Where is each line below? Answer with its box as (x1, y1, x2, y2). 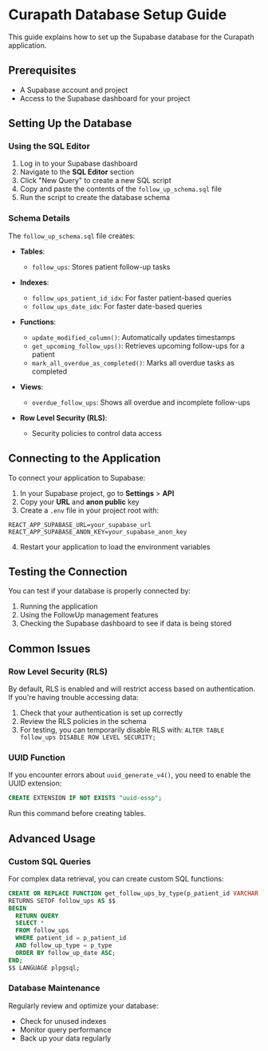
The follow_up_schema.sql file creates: (8, 230, 136, 241)
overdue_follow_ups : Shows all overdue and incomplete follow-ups (31, 398, 250, 407)
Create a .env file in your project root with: (19, 506, 160, 515)
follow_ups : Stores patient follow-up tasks (31, 262, 171, 271)
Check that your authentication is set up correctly (19, 708, 183, 717)
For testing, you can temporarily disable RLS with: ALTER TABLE (19, 725, 225, 735)
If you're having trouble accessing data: (8, 693, 139, 702)
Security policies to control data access (31, 428, 162, 438)
